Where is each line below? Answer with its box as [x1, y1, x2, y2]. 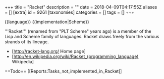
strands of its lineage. [4, 39, 49, 45]
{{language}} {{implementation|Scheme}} [4, 19, 90, 25]
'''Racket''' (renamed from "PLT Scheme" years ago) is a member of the [4, 28, 152, 34]
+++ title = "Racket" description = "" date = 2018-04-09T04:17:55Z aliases [4, 4, 157, 10]
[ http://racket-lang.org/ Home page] [11, 49, 86, 54]
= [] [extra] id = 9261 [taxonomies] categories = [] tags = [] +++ [4, 9, 135, 15]
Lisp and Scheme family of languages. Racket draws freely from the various [4, 34, 160, 39]
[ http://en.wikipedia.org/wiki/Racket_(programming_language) [11, 53, 139, 59]
